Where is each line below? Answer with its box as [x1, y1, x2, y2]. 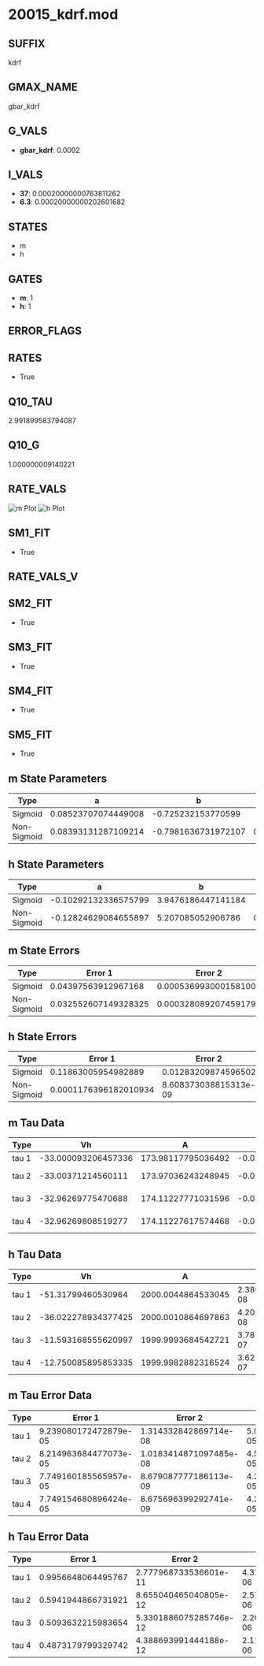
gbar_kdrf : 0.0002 [19, 145, 80, 154]
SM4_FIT [8, 684, 53, 697]
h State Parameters [8, 857, 104, 872]
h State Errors [8, 1030, 77, 1043]
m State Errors [8, 944, 80, 958]
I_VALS [8, 168, 43, 182]
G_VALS [8, 125, 48, 138]
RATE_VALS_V [8, 570, 79, 583]
